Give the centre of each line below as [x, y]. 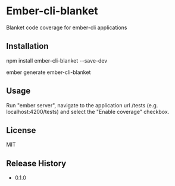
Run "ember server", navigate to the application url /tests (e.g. [82, 105]
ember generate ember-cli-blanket [49, 72]
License [21, 130]
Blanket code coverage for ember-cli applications [67, 27]
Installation [27, 46]
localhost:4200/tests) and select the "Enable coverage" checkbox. [88, 111]
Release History [36, 163]
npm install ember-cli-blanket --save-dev [57, 60]
